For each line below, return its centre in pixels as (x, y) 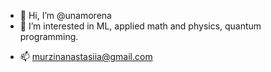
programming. (49, 36)
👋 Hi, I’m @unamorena (65, 15)
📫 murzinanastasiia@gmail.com (86, 56)
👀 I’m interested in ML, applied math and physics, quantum (140, 26)
